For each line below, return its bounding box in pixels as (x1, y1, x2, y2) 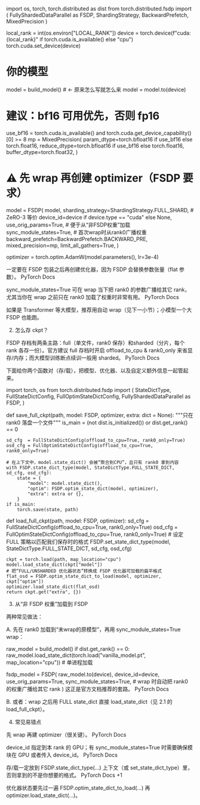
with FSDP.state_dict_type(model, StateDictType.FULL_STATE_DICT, (6, 465, 175, 471)
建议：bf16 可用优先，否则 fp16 (6, 109, 160, 123)
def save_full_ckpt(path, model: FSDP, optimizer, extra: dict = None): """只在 (6, 411, 194, 418)
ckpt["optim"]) (6, 578, 44, 584)
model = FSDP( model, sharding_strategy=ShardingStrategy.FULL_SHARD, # (6, 206, 194, 213)
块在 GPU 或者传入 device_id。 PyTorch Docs (6, 751, 118, 758)
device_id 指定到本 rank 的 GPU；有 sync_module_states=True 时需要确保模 (6, 743, 193, 751)
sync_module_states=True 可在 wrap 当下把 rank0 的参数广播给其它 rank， (6, 286, 190, 293)
